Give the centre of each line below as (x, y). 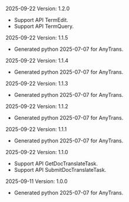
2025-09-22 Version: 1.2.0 (38, 9)
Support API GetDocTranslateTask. (56, 164)
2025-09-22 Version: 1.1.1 (36, 129)
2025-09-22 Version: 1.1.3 (37, 83)
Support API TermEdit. (41, 20)
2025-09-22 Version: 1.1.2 (37, 106)
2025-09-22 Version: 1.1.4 (37, 61)
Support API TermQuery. (44, 26)
